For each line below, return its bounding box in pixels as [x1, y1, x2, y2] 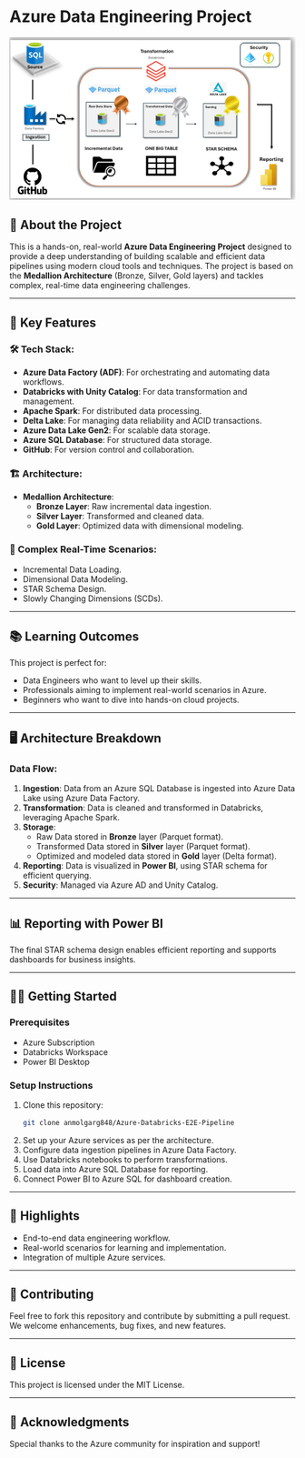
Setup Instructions [9, 1079, 93, 1091]
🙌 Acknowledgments [9, 1414, 130, 1430]
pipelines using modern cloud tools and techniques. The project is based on [9, 261, 293, 272]
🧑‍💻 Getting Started [9, 989, 117, 1004]
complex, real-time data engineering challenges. [9, 280, 191, 291]
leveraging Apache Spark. [22, 812, 121, 823]
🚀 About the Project [9, 216, 123, 233]
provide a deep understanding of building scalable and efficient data [9, 251, 266, 262]
